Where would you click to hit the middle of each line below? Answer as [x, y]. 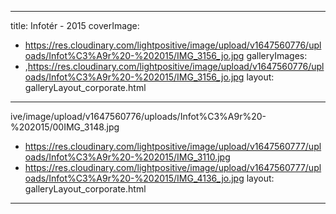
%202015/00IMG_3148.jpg [65, 127]
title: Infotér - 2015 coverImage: [75, 25]
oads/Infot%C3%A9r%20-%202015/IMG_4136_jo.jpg [134, 178]
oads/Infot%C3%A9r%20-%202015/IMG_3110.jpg [127, 157]
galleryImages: [277, 55]
